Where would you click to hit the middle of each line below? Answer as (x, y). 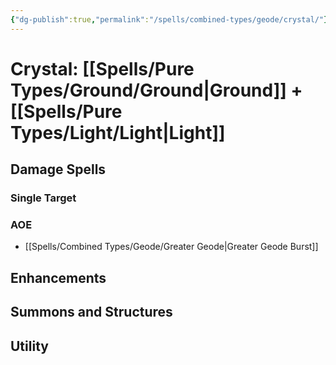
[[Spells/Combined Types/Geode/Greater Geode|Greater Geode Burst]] (171, 247)
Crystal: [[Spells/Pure (102, 68)
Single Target (43, 198)
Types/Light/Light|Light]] (118, 132)
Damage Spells (58, 169)
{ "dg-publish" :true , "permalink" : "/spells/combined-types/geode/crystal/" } (169, 19)
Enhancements (58, 277)
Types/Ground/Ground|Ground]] (148, 90)
